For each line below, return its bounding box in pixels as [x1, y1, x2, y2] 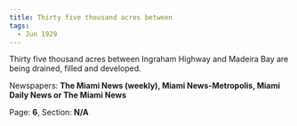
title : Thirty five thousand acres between [9, 12, 173, 22]
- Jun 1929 [17, 29, 58, 38]
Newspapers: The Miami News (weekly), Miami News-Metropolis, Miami [9, 81, 281, 91]
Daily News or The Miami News [9, 90, 127, 100]
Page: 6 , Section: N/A [9, 107, 89, 118]
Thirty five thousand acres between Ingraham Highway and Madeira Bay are [9, 54, 289, 65]
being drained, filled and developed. [9, 63, 142, 74]
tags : [9, 21, 29, 30]
